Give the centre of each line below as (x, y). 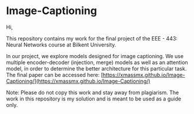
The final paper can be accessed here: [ (55, 75)
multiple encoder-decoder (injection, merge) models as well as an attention (97, 62)
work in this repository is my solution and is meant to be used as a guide (93, 99)
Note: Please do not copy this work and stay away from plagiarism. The (93, 92)
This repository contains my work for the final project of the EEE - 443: (92, 38)
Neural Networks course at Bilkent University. (61, 45)
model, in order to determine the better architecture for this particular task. (96, 68)
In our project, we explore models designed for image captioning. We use (95, 56)
